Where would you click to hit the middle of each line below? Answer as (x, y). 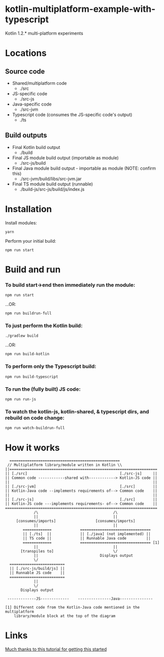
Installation (29, 209)
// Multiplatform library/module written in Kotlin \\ (65, 465)
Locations (26, 53)
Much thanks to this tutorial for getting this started (56, 649)
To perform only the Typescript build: (51, 366)
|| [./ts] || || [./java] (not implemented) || (87, 534)
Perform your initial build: (31, 241)
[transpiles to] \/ (69, 551)
